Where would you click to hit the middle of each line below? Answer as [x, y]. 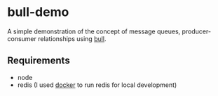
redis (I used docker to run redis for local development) [97, 85]
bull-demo [38, 12]
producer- [197, 31]
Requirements [39, 61]
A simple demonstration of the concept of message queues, [94, 31]
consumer [22, 38]
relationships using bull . [72, 38]
